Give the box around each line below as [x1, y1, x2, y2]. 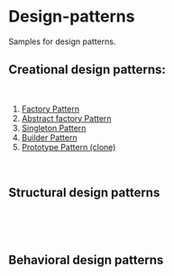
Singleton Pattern [21, 122, 87, 133]
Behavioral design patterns [8, 252, 164, 267]
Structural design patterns [8, 185, 160, 200]
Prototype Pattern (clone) [21, 141, 116, 152]
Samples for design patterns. [8, 36, 116, 47]
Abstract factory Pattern [21, 112, 112, 123]
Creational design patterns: [8, 62, 166, 77]
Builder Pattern [21, 132, 78, 143]
